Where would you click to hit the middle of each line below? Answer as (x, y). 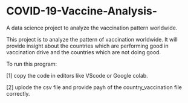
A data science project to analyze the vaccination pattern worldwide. (92, 28)
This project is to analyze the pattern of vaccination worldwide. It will (92, 39)
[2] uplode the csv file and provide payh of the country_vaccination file (94, 87)
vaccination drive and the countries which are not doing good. (84, 52)
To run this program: (32, 64)
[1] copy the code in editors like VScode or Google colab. (77, 75)
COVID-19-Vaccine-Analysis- (82, 11)
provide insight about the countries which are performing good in (88, 46)
